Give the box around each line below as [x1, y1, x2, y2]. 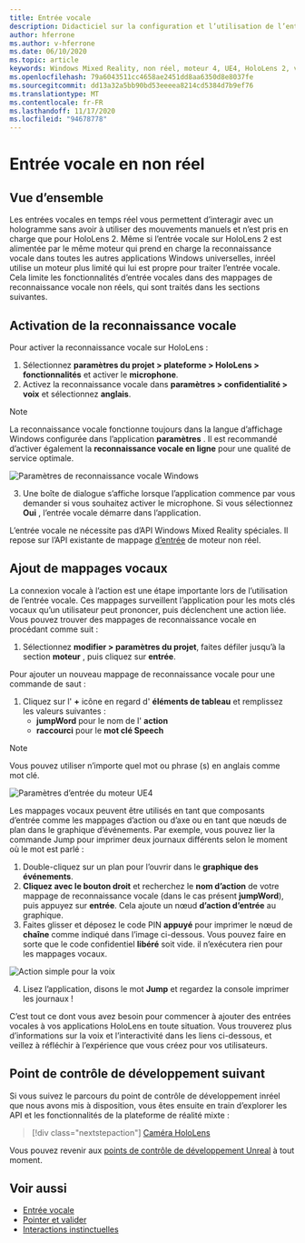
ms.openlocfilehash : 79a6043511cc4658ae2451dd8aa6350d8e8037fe [9, 73, 254, 82]
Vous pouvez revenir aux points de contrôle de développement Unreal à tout [9, 1145, 295, 1156]
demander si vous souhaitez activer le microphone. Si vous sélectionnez [22, 497, 293, 508]
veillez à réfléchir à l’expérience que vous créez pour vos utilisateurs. [9, 1039, 268, 1050]
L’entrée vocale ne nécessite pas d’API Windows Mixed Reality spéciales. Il [9, 525, 289, 536]
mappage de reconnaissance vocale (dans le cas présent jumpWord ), [22, 890, 284, 901]
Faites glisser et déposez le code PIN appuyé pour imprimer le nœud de [22, 919, 293, 930]
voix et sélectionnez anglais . [22, 388, 132, 399]
